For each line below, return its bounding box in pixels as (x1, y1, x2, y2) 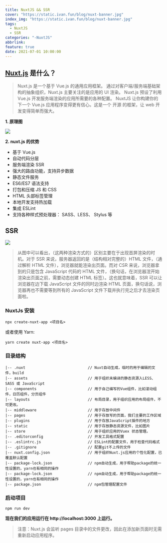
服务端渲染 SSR (12, 162, 44, 168)
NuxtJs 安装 (5, 307, 35, 314)
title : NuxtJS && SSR (5, 7, 50, 12)
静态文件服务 (12, 174, 39, 180)
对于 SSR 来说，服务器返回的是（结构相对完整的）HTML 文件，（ (26, 256, 158, 262)
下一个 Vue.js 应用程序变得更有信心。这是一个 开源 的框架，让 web (17, 102, 155, 108)
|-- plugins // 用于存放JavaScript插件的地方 (5, 418, 151, 423)
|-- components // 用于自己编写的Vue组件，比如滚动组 (5, 386, 157, 391)
